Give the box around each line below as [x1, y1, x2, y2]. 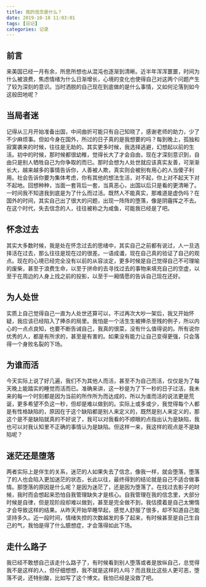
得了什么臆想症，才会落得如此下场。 [44, 522, 135, 529]
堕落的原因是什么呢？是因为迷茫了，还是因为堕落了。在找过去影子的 [22, 483, 194, 491]
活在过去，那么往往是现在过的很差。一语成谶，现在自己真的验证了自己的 [11, 249, 194, 256]
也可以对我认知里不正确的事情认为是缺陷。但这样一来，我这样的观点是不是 [6, 423, 194, 431]
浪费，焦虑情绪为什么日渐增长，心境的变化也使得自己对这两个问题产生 [22, 75, 200, 83]
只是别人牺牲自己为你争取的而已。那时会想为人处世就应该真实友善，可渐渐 [11, 158, 200, 166]
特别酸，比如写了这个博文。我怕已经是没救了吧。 [32, 574, 157, 581]
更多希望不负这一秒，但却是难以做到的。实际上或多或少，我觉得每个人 [17, 400, 194, 408]
